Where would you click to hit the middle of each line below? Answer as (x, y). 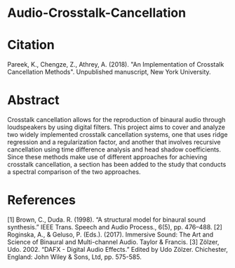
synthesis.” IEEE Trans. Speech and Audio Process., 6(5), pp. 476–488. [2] (115, 227)
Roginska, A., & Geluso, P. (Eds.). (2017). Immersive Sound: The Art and (110, 234)
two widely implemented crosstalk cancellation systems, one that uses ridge (117, 135)
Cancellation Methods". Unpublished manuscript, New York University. (109, 72)
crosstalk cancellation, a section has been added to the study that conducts (117, 165)
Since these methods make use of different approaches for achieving (107, 157)
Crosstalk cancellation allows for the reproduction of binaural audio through (116, 120)
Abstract (33, 100)
